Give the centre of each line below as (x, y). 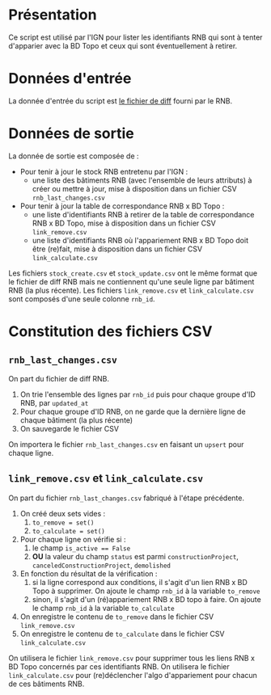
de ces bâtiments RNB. (47, 684)
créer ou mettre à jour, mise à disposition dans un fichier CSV (134, 188)
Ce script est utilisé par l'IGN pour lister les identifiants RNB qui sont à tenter (135, 37)
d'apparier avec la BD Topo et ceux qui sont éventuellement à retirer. (123, 45)
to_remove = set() (63, 523)
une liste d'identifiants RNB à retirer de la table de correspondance (143, 214)
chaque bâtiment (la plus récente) (76, 420)
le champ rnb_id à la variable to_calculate (104, 608)
